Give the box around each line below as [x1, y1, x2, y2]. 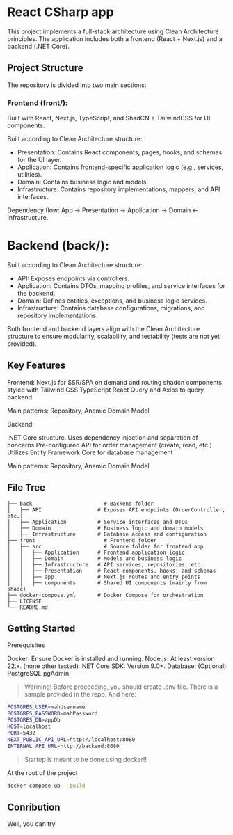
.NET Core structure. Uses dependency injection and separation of [7, 433, 198, 442]
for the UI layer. [17, 156, 62, 164]
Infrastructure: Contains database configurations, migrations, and [17, 303, 205, 312]
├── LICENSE [7, 598, 42, 605]
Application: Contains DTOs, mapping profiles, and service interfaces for [17, 281, 226, 289]
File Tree [7, 482, 46, 494]
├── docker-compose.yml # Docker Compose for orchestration [7, 591, 204, 598]
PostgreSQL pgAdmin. [7, 669, 71, 678]
